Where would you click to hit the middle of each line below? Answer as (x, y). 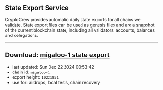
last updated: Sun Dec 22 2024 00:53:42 (53, 67)
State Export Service (37, 8)
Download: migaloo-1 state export (57, 55)
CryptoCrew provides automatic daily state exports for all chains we (73, 19)
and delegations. (22, 35)
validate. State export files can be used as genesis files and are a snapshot (80, 25)
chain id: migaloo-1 (31, 72)
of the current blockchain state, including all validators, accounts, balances (80, 30)
